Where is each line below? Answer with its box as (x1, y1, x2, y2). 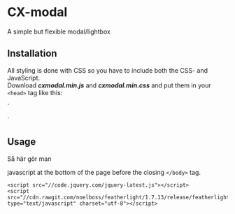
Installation (7, 48, 57, 59)
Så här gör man (7, 155, 52, 163)
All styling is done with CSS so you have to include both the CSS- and (7, 66, 208, 74)
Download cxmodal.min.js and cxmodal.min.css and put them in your (7, 81, 211, 90)
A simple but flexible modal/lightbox (7, 27, 111, 36)
